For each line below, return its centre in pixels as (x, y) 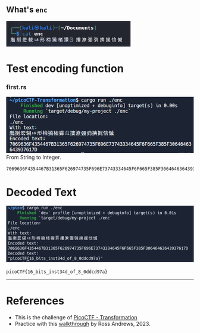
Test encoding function (65, 68)
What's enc (27, 10)
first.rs (16, 87)
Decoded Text (41, 192)
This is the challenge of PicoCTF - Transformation (76, 317)
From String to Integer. (34, 158)
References (35, 301)
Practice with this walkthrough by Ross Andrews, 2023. (82, 323)
